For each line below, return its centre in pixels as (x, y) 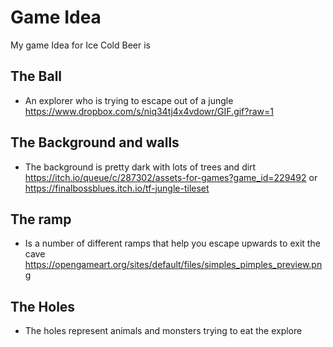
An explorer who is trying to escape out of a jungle (129, 100)
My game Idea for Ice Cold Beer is (80, 45)
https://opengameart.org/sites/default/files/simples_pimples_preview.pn (173, 265)
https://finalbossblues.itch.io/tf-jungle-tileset (117, 188)
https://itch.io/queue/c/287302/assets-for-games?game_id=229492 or (171, 177)
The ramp (41, 219)
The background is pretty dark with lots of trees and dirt (140, 167)
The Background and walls (95, 142)
